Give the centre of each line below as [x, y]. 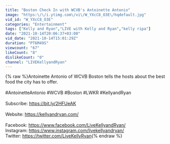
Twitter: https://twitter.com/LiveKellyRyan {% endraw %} [64, 136]
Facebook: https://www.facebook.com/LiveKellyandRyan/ [65, 125]
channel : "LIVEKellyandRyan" [36, 62]
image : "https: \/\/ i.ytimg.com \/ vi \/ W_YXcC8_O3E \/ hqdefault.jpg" [76, 15]
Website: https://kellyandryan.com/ [42, 114]
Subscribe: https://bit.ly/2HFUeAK [41, 104]
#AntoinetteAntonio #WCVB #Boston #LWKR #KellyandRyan [68, 93]
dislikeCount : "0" [25, 57]
